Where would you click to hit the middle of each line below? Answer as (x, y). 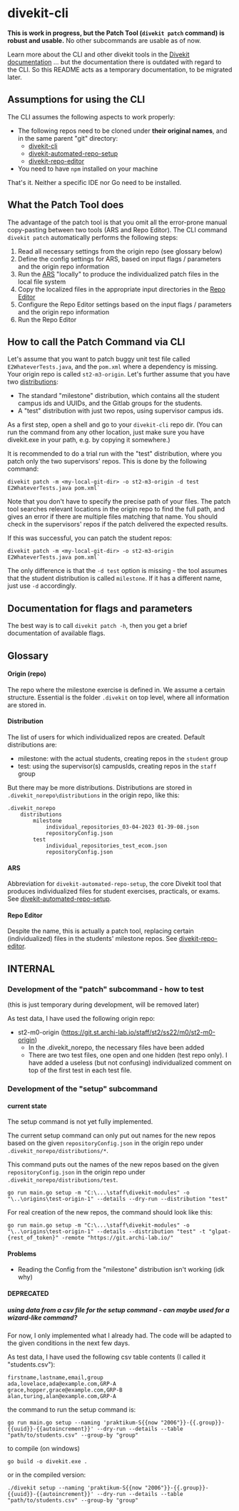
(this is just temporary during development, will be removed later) (103, 1004)
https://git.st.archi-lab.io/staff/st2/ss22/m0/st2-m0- (139, 1032)
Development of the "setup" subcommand (83, 1089)
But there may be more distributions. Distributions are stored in (100, 787)
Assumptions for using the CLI (76, 100)
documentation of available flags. (56, 633)
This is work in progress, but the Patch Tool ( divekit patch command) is (116, 33)
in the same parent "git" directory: (68, 138)
